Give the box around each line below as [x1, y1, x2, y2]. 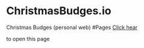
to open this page [6, 35, 50, 42]
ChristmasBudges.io [6, 4, 111, 18]
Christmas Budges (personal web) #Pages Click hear [6, 24, 138, 31]
